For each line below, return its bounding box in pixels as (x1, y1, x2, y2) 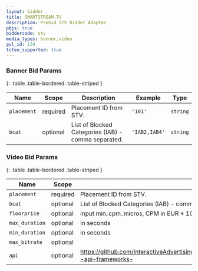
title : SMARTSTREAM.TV (6, 14, 62, 20)
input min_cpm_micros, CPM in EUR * (80, 210, 184, 218)
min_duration (9, 229, 46, 236)
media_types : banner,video (6, 36, 72, 42)
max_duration (9, 220, 46, 227)
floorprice (9, 210, 39, 217)
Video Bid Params (6, 153, 58, 161)
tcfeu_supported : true (6, 47, 62, 53)
